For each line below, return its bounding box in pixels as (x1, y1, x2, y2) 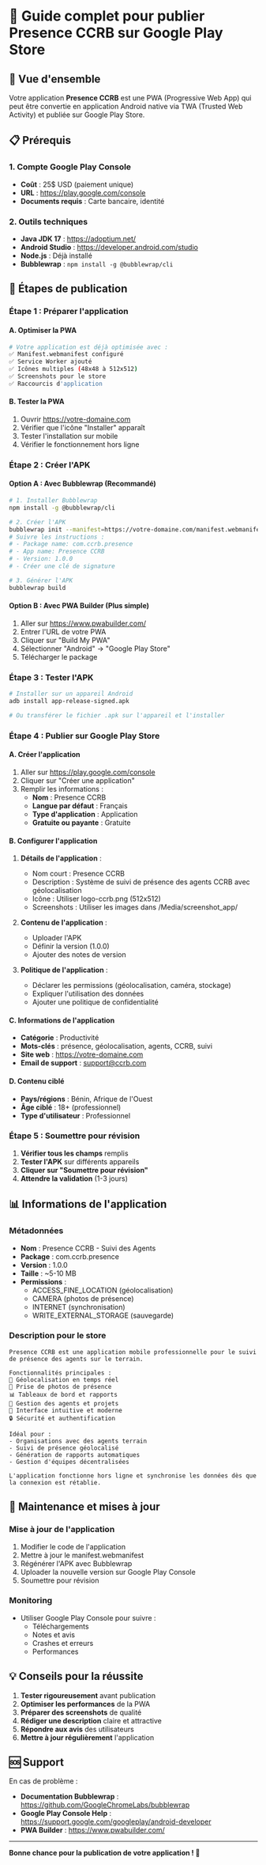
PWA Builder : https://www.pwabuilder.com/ (20, 1825, 165, 1835)
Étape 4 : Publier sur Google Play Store (9, 730, 160, 741)
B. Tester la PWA (9, 397, 65, 407)
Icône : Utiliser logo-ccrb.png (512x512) (32, 894, 161, 904)
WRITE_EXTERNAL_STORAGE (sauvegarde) (32, 1311, 174, 1320)
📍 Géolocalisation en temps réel (9, 1375, 119, 1383)
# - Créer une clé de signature (9, 562, 115, 570)
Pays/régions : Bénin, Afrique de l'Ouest (20, 1094, 153, 1103)
